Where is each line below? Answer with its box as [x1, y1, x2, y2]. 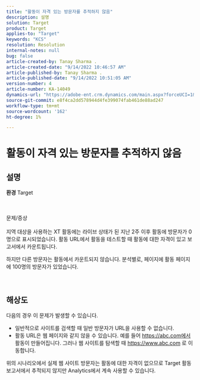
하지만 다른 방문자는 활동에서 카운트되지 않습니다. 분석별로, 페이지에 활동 [6, 256, 174, 263]
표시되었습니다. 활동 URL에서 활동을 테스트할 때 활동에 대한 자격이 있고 [21, 236, 186, 243]
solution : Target [6, 20, 49, 26]
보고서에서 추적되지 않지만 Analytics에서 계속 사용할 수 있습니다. [6, 367, 156, 374]
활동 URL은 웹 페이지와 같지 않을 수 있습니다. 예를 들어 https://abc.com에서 [14, 332, 191, 339]
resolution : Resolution [6, 42, 65, 48]
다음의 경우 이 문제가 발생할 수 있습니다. [6, 312, 98, 319]
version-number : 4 [6, 81, 52, 87]
